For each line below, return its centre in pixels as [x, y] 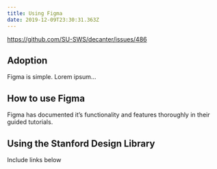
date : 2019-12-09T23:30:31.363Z [53, 20]
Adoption [27, 60]
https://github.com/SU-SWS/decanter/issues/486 [77, 39]
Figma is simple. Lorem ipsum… [52, 77]
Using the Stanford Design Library [81, 143]
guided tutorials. [30, 122]
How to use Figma [46, 98]
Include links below [34, 159]
